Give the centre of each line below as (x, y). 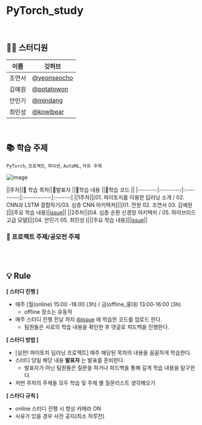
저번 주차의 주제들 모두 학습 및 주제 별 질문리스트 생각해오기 (85, 383)
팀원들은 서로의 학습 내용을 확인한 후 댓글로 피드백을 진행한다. (96, 326)
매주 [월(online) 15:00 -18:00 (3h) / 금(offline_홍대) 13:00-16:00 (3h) (98, 304)
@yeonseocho (53, 77)
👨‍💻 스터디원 (27, 48)
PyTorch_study (45, 11)
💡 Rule (19, 276)
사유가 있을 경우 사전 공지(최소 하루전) (60, 416)
